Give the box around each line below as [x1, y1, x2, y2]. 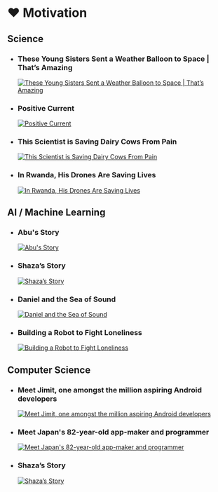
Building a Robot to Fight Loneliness [17, 327, 142, 337]
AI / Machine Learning [7, 207, 106, 219]
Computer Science [7, 364, 91, 376]
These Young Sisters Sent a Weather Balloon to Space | [17, 54, 210, 64]
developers [17, 394, 57, 404]
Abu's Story [17, 228, 60, 238]
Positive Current [17, 103, 75, 113]
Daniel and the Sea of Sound [17, 294, 116, 304]
